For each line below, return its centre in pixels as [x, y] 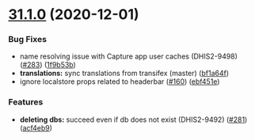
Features [26, 102]
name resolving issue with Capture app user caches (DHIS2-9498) [128, 56]
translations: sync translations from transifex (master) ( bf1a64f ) [124, 74]
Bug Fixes [28, 40]
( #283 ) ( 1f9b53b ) [48, 65]
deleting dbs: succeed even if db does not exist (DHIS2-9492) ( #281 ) [133, 119]
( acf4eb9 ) [36, 127]
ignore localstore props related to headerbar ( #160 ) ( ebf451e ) [120, 81]
